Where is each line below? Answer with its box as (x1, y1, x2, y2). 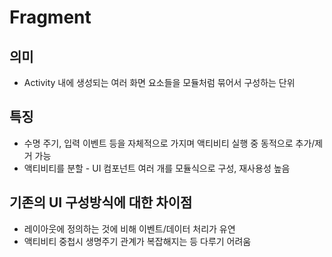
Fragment (9, 6, 92, 29)
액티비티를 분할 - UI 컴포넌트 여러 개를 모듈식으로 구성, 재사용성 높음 (23, 162, 291, 174)
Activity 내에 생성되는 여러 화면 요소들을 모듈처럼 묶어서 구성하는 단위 (23, 77, 296, 88)
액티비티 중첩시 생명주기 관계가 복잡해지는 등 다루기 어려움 (23, 235, 252, 247)
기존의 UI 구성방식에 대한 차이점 (9, 194, 193, 211)
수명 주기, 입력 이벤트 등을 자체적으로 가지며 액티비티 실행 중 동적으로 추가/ (23, 137, 316, 149)
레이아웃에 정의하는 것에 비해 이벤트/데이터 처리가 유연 (23, 222, 236, 235)
